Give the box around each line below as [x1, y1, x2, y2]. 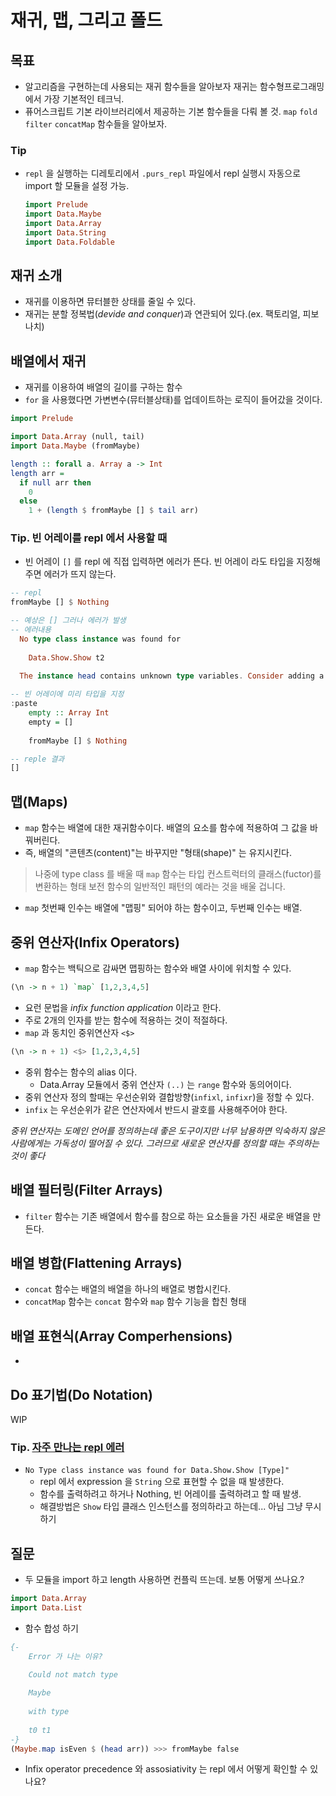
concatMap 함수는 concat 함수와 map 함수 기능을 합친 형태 [24, 1296, 247, 1308]
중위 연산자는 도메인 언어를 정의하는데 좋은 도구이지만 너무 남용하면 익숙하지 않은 [10, 1124, 326, 1136]
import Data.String [24, 227, 107, 238]
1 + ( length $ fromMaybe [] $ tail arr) [28, 506, 199, 516]
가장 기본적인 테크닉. [43, 93, 125, 105]
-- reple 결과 [10, 754, 65, 764]
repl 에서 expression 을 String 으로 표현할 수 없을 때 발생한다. [39, 1476, 285, 1488]
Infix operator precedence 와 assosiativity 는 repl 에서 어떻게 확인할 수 [24, 1763, 308, 1775]
